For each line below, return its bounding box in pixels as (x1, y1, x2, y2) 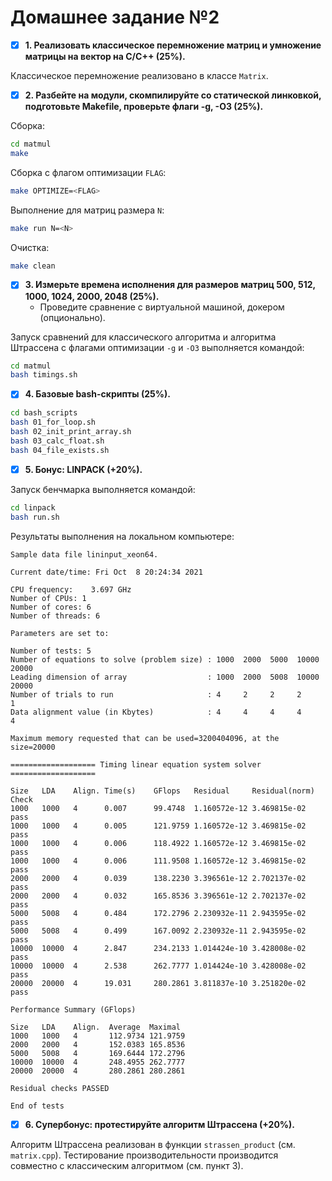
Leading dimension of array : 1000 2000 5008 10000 (10, 672, 320, 682)
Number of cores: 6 (10, 602, 92, 612)
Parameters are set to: (10, 628, 110, 638)
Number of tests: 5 (10, 646, 92, 656)
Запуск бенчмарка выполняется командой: (10, 483, 196, 495)
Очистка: (10, 241, 50, 253)
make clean (10, 261, 56, 271)
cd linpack (10, 502, 56, 513)
